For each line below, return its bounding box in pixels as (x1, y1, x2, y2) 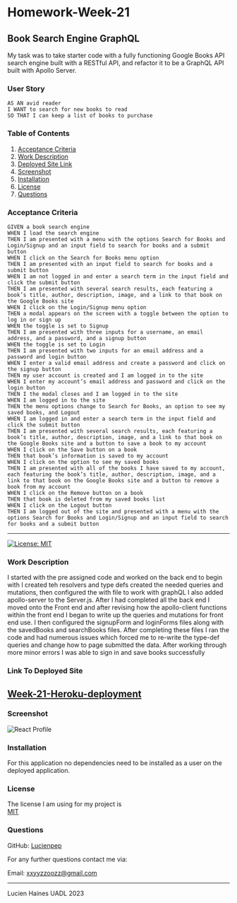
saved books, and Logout (7, 409, 80, 416)
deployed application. (7, 767, 71, 775)
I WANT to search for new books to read (7, 106, 128, 113)
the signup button (7, 366, 61, 373)
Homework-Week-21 (7, 4, 130, 21)
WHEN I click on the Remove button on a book (7, 489, 143, 496)
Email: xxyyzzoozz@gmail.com (7, 868, 97, 877)
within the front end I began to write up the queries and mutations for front (7, 611, 224, 619)
